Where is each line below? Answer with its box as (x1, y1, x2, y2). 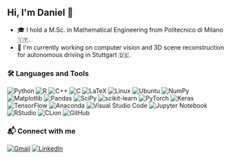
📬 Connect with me (7, 127, 76, 136)
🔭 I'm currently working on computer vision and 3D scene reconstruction (17, 43, 224, 52)
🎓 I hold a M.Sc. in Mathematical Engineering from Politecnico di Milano (17, 25, 223, 34)
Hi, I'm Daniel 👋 (7, 7, 74, 19)
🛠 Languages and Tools (7, 68, 90, 78)
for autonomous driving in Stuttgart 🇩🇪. (17, 50, 132, 59)
